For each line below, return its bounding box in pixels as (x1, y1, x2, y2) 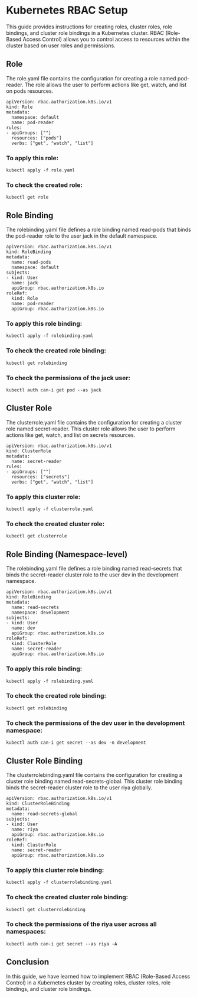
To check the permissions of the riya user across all (6, 920, 157, 928)
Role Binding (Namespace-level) (6, 549, 128, 559)
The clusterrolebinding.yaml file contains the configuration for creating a (6, 771, 183, 778)
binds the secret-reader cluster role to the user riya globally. (6, 784, 152, 791)
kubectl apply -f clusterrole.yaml (6, 506, 94, 512)
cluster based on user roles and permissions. (6, 42, 116, 49)
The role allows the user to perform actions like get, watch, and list (24, 81, 187, 88)
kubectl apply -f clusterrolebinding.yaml (6, 879, 112, 886)
